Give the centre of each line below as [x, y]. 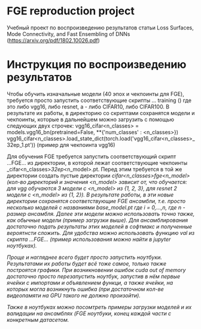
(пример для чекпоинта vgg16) [76, 144]
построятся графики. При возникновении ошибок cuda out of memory [96, 270]
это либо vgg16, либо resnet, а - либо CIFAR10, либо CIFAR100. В [88, 107]
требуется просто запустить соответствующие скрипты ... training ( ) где [99, 100]
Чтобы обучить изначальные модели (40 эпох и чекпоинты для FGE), [95, 93]
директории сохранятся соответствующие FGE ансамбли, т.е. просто [96, 201]
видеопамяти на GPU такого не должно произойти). [74, 295]
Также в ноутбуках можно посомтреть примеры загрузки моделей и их [99, 307]
